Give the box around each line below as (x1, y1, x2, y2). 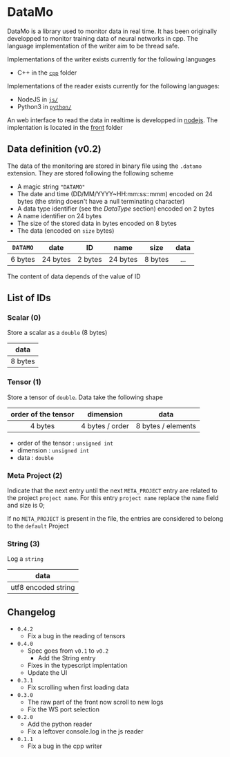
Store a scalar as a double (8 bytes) (7, 329, 108, 337)
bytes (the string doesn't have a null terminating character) (17, 197, 185, 205)
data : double (17, 453, 54, 461)
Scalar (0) (7, 313, 41, 323)
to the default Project (7, 522, 69, 530)
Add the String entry (37, 654, 96, 662)
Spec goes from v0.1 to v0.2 (27, 646, 109, 655)
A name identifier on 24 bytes (17, 211, 102, 220)
